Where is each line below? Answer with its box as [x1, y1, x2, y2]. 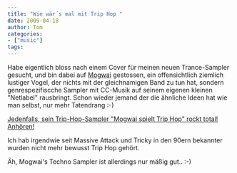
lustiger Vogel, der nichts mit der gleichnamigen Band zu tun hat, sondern [7, 78, 224, 86]
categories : [7, 30, 43, 38]
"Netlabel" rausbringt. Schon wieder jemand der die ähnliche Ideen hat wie [7, 93, 228, 102]
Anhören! [7, 122, 35, 130]
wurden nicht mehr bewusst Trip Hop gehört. [7, 144, 140, 152]
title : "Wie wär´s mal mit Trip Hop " [7, 10, 123, 18]
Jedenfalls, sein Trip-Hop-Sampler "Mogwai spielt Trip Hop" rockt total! [7, 115, 218, 123]
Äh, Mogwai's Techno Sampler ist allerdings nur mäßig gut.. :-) [7, 157, 191, 166]
